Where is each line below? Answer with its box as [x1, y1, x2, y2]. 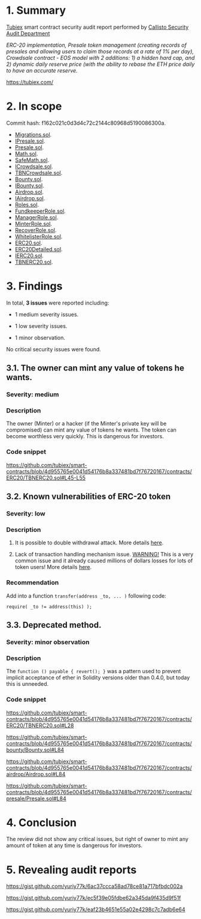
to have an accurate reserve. [6, 67, 78, 74]
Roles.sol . [14, 201, 39, 208]
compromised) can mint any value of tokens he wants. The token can [6, 426, 176, 433]
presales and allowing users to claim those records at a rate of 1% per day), [6, 47, 194, 55]
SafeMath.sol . [14, 156, 50, 164]
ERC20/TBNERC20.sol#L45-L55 [6, 474, 86, 481]
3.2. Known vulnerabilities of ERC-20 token [6, 492, 171, 502]
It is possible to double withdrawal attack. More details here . [14, 539, 164, 546]
